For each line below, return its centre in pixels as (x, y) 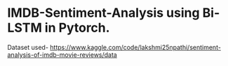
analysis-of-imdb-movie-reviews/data (62, 55)
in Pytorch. (77, 28)
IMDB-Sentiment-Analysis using (103, 13)
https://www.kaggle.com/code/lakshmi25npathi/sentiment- (135, 47)
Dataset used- (28, 47)
